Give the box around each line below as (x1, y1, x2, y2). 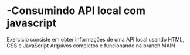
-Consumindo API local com (6, 4, 146, 18)
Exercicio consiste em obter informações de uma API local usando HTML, (6, 36, 185, 43)
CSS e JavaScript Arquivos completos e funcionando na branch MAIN (6, 42, 175, 49)
